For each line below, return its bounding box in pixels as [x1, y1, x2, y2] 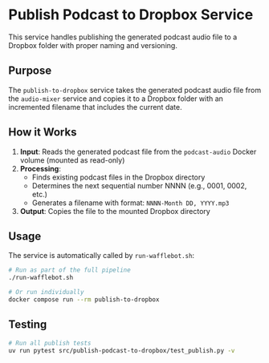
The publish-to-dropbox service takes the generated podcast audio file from [8, 85, 262, 95]
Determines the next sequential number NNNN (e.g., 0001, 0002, [31, 180, 247, 190]
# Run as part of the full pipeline [8, 266, 131, 274]
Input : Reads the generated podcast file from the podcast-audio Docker [19, 147, 257, 156]
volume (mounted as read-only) [19, 155, 125, 165]
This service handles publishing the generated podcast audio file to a [8, 32, 238, 42]
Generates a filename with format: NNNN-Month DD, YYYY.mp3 [31, 198, 230, 208]
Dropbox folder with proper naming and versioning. [8, 40, 178, 50]
